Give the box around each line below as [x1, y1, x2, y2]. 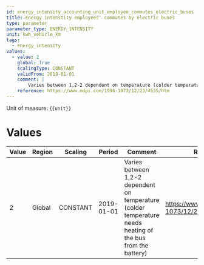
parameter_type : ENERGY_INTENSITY [6, 25, 94, 32]
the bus [124, 233, 146, 242]
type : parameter [6, 20, 47, 26]
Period [98, 147, 118, 156]
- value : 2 [12, 54, 39, 60]
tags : [6, 37, 20, 43]
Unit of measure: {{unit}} [6, 104, 72, 112]
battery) [124, 249, 148, 257]
